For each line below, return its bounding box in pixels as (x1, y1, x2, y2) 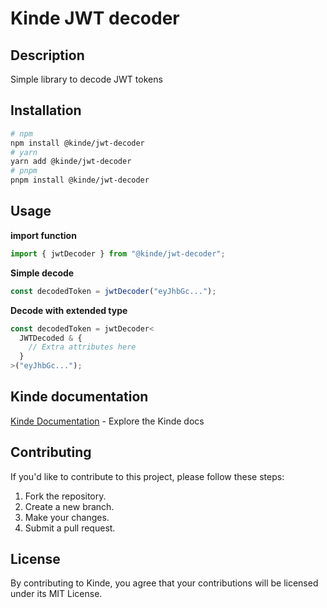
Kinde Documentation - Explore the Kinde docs (10, 415, 205, 427)
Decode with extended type (10, 304, 128, 316)
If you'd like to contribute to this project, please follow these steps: (10, 470, 285, 482)
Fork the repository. (24, 490, 107, 502)
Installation (10, 102, 82, 119)
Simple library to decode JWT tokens (10, 73, 163, 85)
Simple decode (10, 267, 75, 279)
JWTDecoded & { (19, 333, 83, 343)
